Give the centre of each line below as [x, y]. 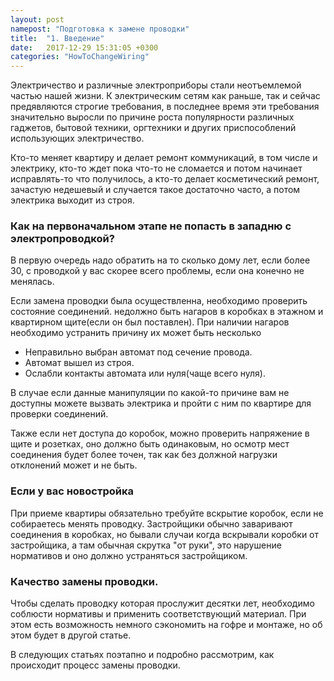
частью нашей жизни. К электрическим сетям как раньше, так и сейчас [165, 96]
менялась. [32, 282]
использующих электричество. [77, 138]
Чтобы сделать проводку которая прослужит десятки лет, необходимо [162, 603]
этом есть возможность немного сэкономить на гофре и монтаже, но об [166, 625]
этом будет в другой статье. [71, 635]
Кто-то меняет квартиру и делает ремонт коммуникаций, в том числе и [164, 158]
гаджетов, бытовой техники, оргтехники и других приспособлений [153, 128]
